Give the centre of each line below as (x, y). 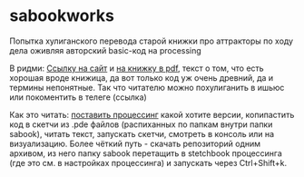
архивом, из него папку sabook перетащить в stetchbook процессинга (146, 153)
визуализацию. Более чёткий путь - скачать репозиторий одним (135, 143)
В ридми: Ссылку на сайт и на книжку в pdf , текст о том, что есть (137, 68)
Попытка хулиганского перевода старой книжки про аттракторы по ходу (151, 41)
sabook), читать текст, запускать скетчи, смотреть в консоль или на (142, 133)
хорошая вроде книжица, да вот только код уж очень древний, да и (142, 77)
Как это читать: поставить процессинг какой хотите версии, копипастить (152, 114)
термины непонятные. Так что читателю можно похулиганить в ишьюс (147, 87)
